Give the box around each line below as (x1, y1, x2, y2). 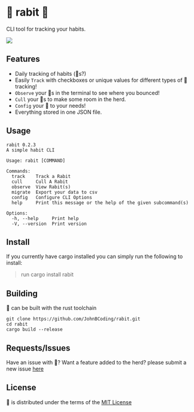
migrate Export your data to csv (11, 189, 98, 195)
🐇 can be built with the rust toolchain (6, 304, 97, 312)
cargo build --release (6, 327, 63, 333)
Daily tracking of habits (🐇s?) (14, 70, 87, 77)
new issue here (6, 365, 44, 372)
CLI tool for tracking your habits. (6, 25, 86, 32)
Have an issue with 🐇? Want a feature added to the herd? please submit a (6, 359, 187, 366)
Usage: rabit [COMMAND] (6, 158, 66, 164)
